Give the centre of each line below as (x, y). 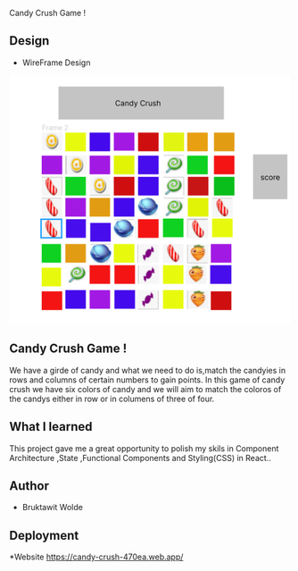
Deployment (44, 535)
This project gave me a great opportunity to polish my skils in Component (144, 448)
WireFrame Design (56, 63)
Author (29, 486)
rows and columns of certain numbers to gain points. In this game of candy (147, 380)
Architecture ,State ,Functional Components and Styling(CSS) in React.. (141, 458)
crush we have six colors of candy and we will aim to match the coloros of (145, 389)
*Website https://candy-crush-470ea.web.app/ (96, 557)
